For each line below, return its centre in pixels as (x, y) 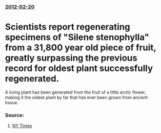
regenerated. (32, 79)
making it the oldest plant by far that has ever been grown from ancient (76, 97)
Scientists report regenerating (68, 27)
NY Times (22, 126)
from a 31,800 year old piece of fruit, (81, 48)
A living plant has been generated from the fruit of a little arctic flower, (76, 92)
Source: (15, 115)
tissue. (12, 102)
